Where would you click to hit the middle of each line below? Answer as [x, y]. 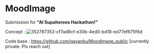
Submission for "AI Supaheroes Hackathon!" [51, 22]
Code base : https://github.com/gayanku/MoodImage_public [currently [77, 41]
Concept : [15, 31]
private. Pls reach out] [28, 46]
